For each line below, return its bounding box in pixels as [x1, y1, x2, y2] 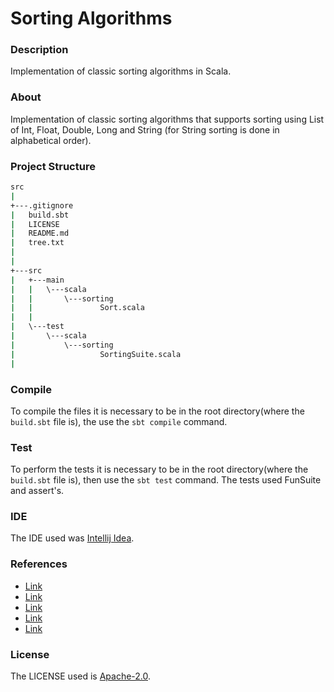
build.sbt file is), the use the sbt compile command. [10, 415, 228, 427]
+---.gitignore [10, 200, 74, 211]
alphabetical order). [10, 134, 92, 146]
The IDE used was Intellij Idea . [10, 532, 135, 544]
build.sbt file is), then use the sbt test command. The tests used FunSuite [10, 474, 322, 486]
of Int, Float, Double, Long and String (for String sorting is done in [10, 123, 280, 136]
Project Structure [10, 159, 96, 173]
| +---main [10, 275, 65, 285]
